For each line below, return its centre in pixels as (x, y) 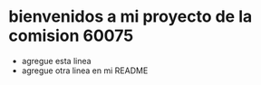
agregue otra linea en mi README (85, 71)
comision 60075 (71, 36)
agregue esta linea (56, 61)
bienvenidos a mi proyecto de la (130, 17)
